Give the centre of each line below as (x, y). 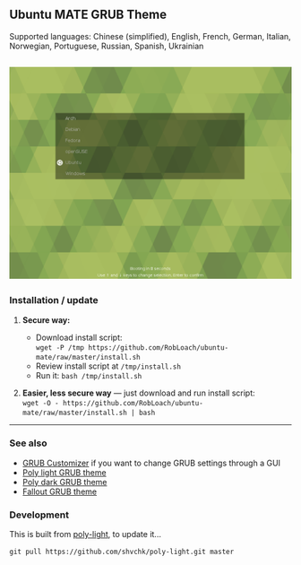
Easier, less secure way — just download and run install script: (138, 393)
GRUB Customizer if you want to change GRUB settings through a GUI (151, 463)
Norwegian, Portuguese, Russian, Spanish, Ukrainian (107, 46)
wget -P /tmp (60, 348)
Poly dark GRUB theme (64, 482)
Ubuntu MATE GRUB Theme (88, 15)
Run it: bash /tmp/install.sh (89, 375)
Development (39, 515)
